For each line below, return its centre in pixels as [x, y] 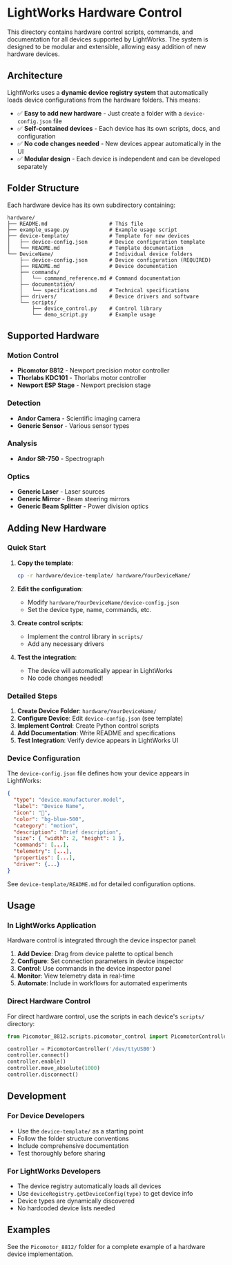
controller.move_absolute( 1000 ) [54, 1068]
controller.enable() [37, 1062]
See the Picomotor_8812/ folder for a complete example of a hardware [106, 1246]
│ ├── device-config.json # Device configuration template [106, 242]
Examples [29, 1230]
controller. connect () [38, 1055]
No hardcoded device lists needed [66, 1208]
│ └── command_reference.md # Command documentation [100, 278]
